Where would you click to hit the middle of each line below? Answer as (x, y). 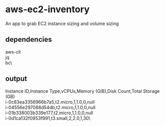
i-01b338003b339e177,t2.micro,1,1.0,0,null (49, 113)
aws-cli (13, 52)
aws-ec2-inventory (48, 9)
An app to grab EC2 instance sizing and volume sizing (62, 23)
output (16, 79)
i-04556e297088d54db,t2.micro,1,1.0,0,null (51, 107)
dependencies (29, 40)
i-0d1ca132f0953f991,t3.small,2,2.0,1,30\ (48, 118)
